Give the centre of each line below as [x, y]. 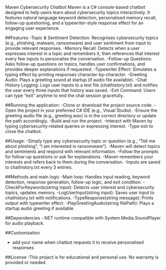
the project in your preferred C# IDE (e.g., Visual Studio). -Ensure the [87, 110]
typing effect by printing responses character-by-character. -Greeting [76, 74]
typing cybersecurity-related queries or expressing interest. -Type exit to [79, 126]
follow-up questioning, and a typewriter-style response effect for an [74, 23]
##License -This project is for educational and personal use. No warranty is [82, 257]
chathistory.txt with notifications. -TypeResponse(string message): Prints [79, 198]
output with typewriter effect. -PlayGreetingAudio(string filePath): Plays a [80, 203]
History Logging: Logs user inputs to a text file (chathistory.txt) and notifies [82, 85]
